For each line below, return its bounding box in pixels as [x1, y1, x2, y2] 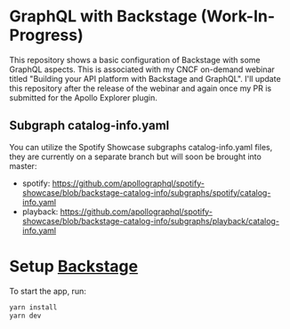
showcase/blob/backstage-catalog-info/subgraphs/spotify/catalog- [21, 187, 271, 197]
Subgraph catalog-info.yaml [9, 118, 170, 133]
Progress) [9, 25, 85, 45]
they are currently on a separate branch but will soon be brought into [9, 151, 262, 162]
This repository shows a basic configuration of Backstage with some [9, 54, 261, 65]
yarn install [9, 302, 58, 312]
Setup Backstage [9, 256, 139, 277]
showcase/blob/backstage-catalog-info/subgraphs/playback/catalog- [21, 215, 280, 226]
